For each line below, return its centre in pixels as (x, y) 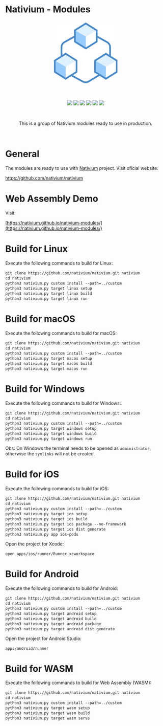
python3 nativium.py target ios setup (46, 514)
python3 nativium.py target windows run (49, 438)
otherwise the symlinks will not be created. (50, 453)
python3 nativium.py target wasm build (48, 713)
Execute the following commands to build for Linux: (59, 263)
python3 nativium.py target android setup (51, 613)
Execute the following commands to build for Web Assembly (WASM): (78, 683)
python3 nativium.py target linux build (49, 293)
